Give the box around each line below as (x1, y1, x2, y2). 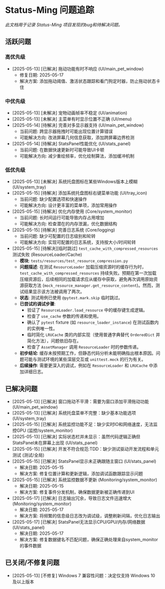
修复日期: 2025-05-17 (19, 72, 64, 78)
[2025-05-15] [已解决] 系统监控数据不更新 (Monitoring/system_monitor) (12, 477, 158, 483)
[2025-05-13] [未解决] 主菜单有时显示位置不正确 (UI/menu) (12, 116, 132, 122)
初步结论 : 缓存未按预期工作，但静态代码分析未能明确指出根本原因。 (19, 350, 156, 356)
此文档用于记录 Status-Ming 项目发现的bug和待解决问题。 (5, 22, 123, 28)
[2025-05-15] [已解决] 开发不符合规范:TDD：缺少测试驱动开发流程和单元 (12, 446, 159, 452)
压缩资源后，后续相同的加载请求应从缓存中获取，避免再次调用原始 (19, 277, 154, 282)
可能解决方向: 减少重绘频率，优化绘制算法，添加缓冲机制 (19, 153, 134, 159)
